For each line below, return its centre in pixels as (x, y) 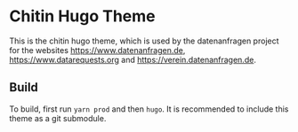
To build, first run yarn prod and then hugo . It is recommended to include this (149, 109)
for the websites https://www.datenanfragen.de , (97, 50)
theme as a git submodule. (58, 118)
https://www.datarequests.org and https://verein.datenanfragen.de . (133, 59)
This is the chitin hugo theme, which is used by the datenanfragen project (144, 41)
